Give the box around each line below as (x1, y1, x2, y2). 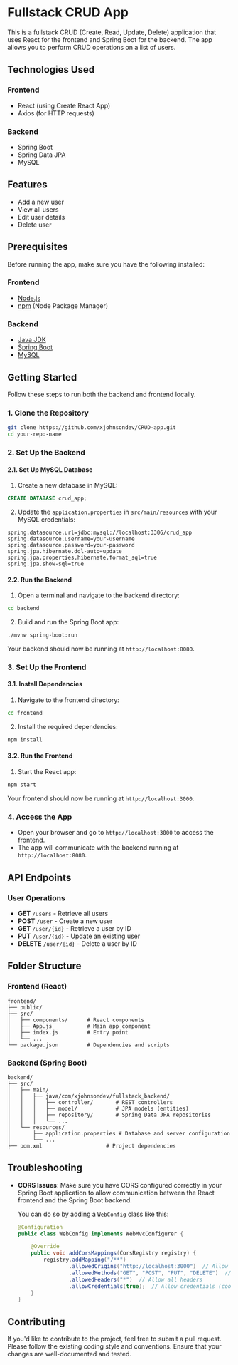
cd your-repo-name (7, 431, 62, 438)
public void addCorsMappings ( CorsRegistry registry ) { (31, 1250, 197, 1257)
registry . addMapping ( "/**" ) (43, 1256, 126, 1264)
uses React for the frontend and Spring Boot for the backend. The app (7, 35, 213, 43)
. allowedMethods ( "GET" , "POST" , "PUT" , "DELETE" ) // (68, 1269, 232, 1277)
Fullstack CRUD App (7, 4, 129, 21)
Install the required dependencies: (17, 722, 119, 731)
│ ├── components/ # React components (7, 1016, 144, 1024)
